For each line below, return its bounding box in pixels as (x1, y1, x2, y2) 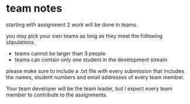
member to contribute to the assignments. (6, 91, 108, 98)
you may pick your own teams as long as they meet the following (6, 32, 163, 39)
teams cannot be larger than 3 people (14, 50, 106, 57)
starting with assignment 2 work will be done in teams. (6, 21, 138, 28)
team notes (6, 2, 63, 15)
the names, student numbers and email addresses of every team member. (6, 74, 185, 81)
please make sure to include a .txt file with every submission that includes (6, 67, 185, 74)
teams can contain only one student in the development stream (14, 56, 168, 63)
